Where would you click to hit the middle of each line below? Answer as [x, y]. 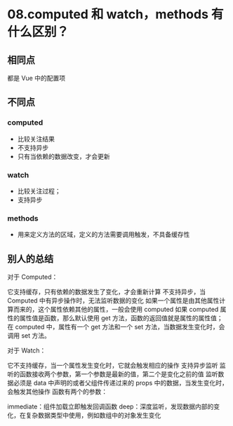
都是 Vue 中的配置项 [36, 78]
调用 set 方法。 [29, 336]
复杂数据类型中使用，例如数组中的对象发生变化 [93, 415]
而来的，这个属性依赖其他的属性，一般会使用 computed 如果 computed [116, 310]
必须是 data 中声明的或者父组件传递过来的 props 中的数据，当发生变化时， [120, 383]
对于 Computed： [33, 277]
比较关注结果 [36, 139]
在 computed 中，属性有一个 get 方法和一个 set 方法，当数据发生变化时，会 [116, 327]
